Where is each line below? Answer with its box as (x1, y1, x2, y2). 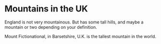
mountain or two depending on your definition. (4, 24, 97, 30)
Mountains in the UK (4, 3, 88, 14)
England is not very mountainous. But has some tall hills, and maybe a (4, 19, 144, 25)
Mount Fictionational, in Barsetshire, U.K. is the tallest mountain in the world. (4, 33, 157, 39)
